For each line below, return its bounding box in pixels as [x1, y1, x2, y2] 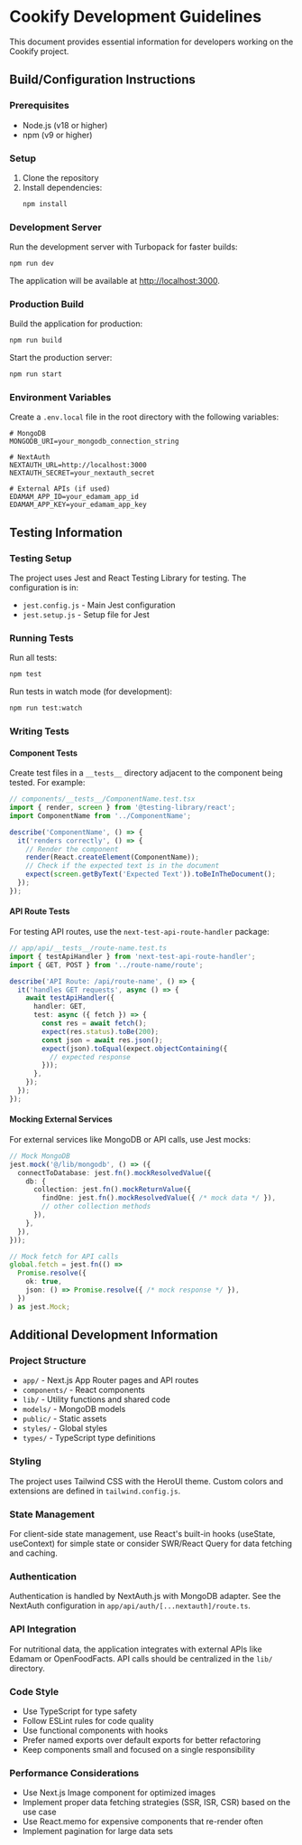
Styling [9, 1455, 42, 1468]
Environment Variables [9, 391, 112, 403]
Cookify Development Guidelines [9, 6, 262, 27]
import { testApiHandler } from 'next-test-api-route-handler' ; [9, 952, 256, 961]
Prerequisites [9, 99, 69, 112]
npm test [9, 670, 42, 679]
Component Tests [9, 748, 78, 758]
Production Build [9, 297, 84, 310]
